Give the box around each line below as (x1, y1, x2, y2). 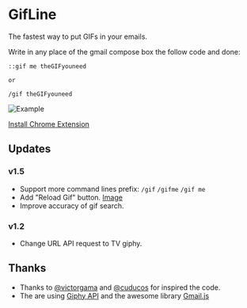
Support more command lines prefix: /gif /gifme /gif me (19, 184, 206, 193)
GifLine (8, 6, 57, 24)
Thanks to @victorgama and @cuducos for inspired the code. (19, 283, 221, 292)
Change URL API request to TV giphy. (19, 238, 142, 248)
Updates (8, 143, 51, 156)
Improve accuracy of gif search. (19, 200, 124, 211)
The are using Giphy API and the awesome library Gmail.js (19, 291, 210, 300)
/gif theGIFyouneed (8, 89, 73, 98)
